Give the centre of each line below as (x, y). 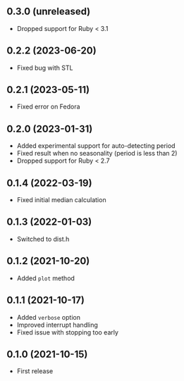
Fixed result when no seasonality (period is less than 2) (97, 154)
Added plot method (46, 278)
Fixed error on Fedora (48, 107)
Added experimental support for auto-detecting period (96, 146)
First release (35, 371)
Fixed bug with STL (45, 68)
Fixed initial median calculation (61, 200)
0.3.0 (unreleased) (49, 12)
